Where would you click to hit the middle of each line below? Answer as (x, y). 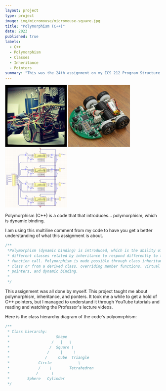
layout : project (22, 10)
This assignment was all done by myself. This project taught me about (76, 292)
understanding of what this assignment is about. (54, 236)
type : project (20, 16)
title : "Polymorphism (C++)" (35, 26)
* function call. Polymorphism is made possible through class (74, 261)
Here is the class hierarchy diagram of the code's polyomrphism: (71, 317)
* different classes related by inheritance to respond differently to (83, 256)
